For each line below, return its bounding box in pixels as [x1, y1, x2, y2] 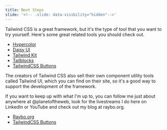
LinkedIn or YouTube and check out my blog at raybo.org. [5, 104, 125, 110]
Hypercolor [12, 41, 36, 47]
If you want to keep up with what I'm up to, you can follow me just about [5, 93, 155, 99]
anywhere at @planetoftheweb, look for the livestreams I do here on [5, 98, 147, 104]
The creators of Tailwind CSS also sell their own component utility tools [5, 72, 154, 78]
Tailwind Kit [12, 52, 37, 58]
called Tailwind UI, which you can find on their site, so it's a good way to [5, 78, 156, 84]
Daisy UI [12, 47, 30, 53]
